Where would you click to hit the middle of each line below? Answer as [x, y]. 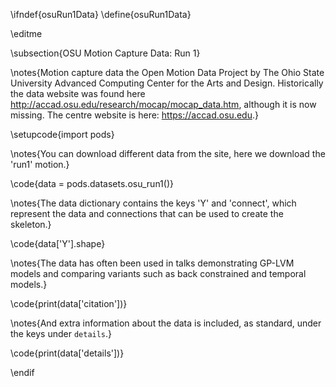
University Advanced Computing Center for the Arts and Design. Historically [167, 83]
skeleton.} [31, 224]
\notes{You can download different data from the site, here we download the [168, 153]
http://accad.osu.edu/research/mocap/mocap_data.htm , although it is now [163, 104]
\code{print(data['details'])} [67, 353]
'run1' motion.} [40, 164]
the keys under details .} [61, 333]
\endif [22, 372]
